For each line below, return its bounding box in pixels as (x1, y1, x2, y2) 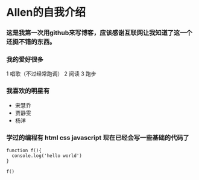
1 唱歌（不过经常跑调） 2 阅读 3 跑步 (6, 70, 96, 77)
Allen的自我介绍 (6, 5, 86, 19)
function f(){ (6, 147, 42, 153)
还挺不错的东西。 (6, 37, 56, 46)
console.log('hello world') (11, 153, 83, 159)
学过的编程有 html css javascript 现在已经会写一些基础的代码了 (6, 133, 190, 142)
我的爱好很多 (6, 56, 44, 64)
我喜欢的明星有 (6, 87, 50, 95)
